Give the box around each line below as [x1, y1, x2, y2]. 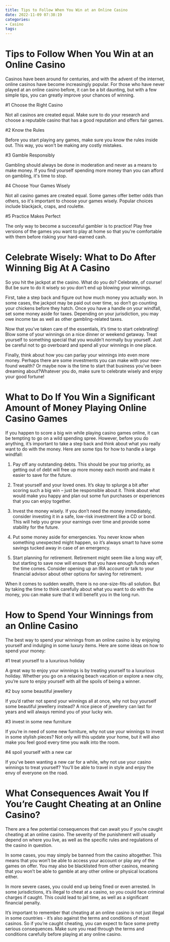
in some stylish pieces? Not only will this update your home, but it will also [5, 734, 160, 740]
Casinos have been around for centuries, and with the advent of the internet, [5, 76, 165, 82]
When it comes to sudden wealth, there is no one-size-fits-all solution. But [5, 581, 160, 587]
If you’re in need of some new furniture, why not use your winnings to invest [5, 728, 164, 735]
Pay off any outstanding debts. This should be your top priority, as [12, 461, 151, 467]
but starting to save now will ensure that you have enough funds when [12, 560, 159, 566]
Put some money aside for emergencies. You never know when [12, 534, 145, 540]
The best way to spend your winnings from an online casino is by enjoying [5, 636, 160, 643]
